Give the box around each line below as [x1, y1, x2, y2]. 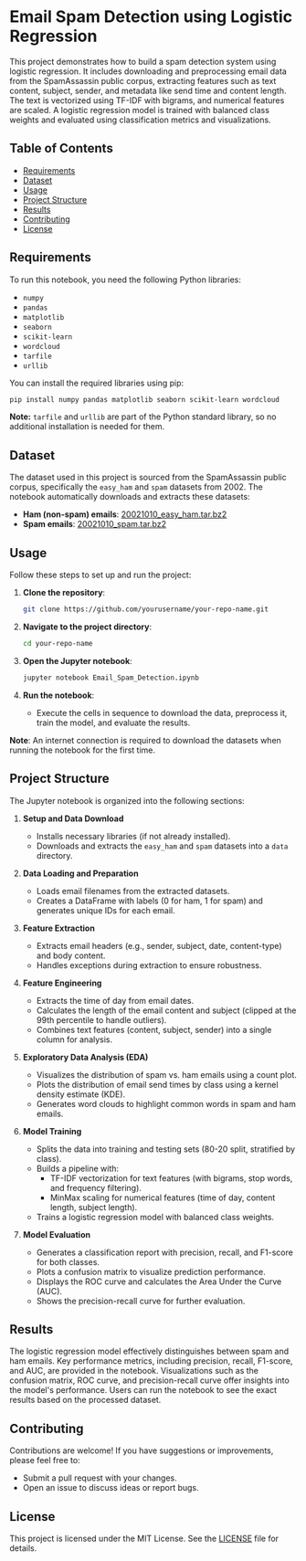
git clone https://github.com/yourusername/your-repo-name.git [22, 605, 269, 614]
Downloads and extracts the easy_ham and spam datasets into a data [36, 840, 289, 851]
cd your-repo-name [22, 638, 93, 648]
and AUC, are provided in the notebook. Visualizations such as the [9, 1366, 259, 1376]
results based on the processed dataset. [9, 1395, 162, 1406]
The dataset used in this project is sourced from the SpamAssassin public [9, 472, 287, 483]
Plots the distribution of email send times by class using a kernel [36, 1079, 279, 1090]
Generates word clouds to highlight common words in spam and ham [36, 1098, 297, 1109]
